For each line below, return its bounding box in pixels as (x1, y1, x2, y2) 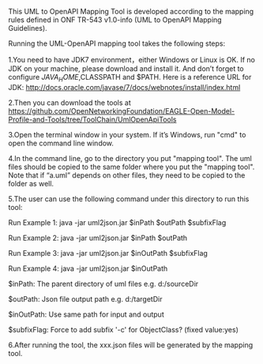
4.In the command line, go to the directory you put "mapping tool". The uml (8, 153, 253, 163)
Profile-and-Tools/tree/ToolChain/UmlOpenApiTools (8, 114, 177, 124)
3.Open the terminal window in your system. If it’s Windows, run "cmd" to (8, 129, 246, 139)
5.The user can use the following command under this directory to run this (8, 193, 250, 204)
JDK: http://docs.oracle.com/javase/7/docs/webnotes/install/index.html (8, 82, 241, 92)
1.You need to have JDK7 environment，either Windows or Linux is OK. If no (8, 55, 255, 64)
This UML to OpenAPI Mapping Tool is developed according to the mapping (8, 7, 254, 16)
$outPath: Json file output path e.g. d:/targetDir (8, 294, 163, 303)
